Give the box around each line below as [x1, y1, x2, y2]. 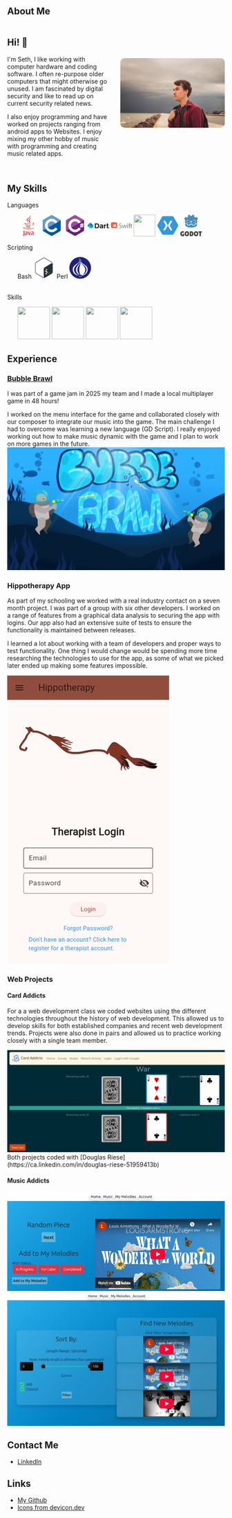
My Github [17, 1496, 47, 1504]
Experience [7, 353, 57, 365]
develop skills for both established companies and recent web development [7, 1022, 222, 1030]
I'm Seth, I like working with [7, 55, 86, 63]
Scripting [7, 244, 33, 252]
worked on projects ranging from [7, 120, 101, 128]
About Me [7, 6, 50, 17]
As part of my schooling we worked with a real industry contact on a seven [7, 596, 220, 605]
